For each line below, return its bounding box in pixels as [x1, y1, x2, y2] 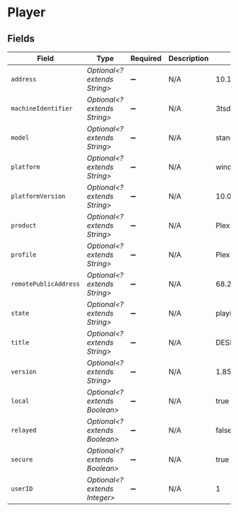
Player [7, 4, 46, 21]
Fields [7, 33, 35, 45]
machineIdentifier [11, 104, 73, 112]
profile [11, 251, 37, 259]
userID [11, 485, 33, 493]
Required [130, 54, 161, 63]
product [11, 221, 37, 229]
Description [168, 54, 209, 63]
